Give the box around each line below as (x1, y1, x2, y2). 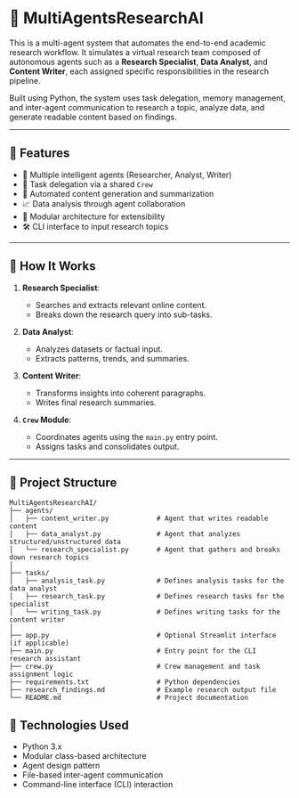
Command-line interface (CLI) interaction (21, 779, 174, 790)
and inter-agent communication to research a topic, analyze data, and (9, 102, 265, 112)
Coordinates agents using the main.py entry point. (35, 431, 218, 442)
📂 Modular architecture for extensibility (21, 211, 166, 222)
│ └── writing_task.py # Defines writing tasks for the (9, 607, 280, 617)
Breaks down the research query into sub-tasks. (35, 309, 213, 320)
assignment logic (9, 670, 74, 680)
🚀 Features (9, 146, 70, 161)
